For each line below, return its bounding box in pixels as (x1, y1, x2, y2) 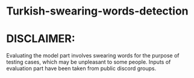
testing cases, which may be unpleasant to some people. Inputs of (6, 59, 171, 66)
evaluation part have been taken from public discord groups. (6, 65, 157, 72)
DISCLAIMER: (6, 32, 75, 46)
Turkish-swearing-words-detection (6, 4, 189, 18)
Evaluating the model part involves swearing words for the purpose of (6, 52, 180, 59)
